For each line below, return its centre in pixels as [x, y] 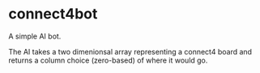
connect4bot [53, 14]
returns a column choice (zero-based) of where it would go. [108, 60]
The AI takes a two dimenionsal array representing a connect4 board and [130, 51]
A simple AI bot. [35, 36]
